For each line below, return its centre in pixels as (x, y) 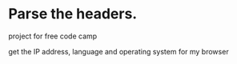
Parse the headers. (73, 14)
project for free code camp (53, 36)
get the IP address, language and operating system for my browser (119, 51)
